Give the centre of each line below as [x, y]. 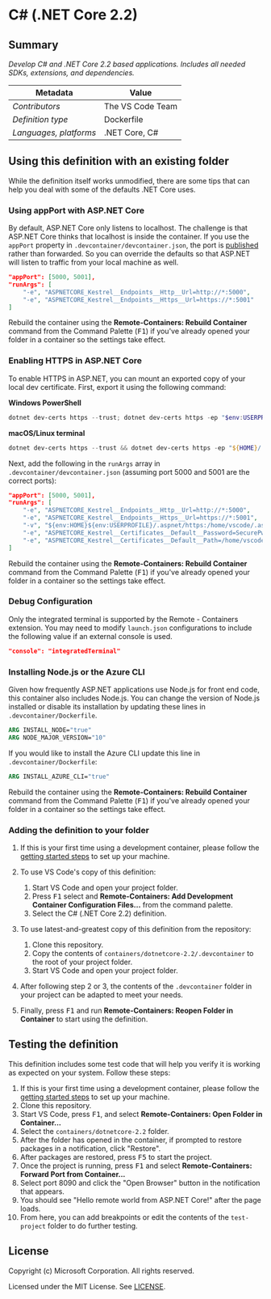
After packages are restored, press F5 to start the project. [116, 1157]
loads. [30, 1208]
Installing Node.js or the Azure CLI [77, 671]
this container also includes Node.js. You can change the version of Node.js [134, 698]
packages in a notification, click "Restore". [90, 1148]
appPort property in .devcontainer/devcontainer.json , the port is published [133, 245]
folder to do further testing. [93, 1225]
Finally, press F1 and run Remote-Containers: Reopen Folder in [127, 1010]
